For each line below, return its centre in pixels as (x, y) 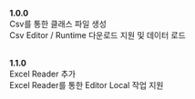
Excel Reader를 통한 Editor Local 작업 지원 (87, 85)
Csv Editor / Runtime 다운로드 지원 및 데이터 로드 (98, 35)
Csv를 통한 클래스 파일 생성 (58, 24)
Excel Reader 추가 (42, 74)
